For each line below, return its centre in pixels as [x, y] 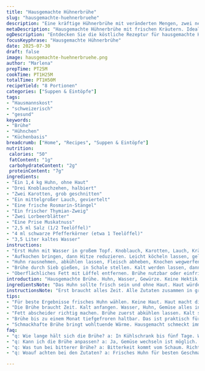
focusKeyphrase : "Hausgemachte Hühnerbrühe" [64, 40]
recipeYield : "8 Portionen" [42, 86]
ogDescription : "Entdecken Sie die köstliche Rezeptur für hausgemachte [101, 35]
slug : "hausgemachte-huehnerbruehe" [53, 18]
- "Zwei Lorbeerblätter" [38, 217]
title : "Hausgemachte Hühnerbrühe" [52, 12]
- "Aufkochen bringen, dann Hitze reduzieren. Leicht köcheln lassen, [98, 256]
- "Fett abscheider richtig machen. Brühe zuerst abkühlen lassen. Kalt [101, 313]
